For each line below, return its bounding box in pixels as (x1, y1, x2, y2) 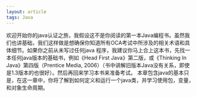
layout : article (6, 8, 47, 15)
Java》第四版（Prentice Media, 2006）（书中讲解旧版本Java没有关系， (6, 61, 180, 69)
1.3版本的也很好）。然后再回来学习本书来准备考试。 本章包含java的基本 (11, 69, 184, 76)
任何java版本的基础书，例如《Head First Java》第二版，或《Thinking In (11, 54, 187, 61)
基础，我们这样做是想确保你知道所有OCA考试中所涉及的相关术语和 (21, 39, 185, 46)
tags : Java (6, 14, 33, 20)
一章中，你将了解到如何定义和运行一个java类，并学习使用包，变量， (26, 76, 194, 84)
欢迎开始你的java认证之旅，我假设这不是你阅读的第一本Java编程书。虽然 (6, 31, 185, 39)
